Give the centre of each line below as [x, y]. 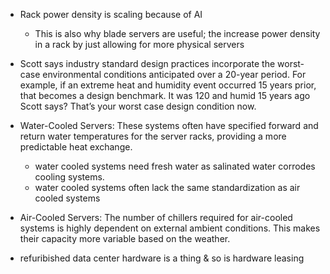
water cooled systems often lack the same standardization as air [167, 187]
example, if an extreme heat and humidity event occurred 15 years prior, [168, 85]
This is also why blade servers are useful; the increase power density [177, 33]
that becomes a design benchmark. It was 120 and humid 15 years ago [165, 95]
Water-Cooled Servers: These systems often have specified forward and [169, 125]
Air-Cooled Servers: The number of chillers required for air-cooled [156, 217]
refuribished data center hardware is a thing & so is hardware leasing [162, 258]
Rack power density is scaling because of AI [111, 14]
